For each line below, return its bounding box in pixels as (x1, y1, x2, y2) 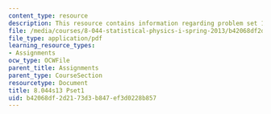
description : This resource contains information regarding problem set (8, 19, 258, 27)
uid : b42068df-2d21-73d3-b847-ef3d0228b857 (8, 94, 157, 102)
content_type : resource (8, 11, 89, 20)
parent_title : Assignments (8, 64, 99, 72)
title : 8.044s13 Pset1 (8, 86, 85, 95)
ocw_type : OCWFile (8, 57, 70, 65)
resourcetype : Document (8, 79, 89, 87)
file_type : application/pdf (8, 34, 103, 43)
